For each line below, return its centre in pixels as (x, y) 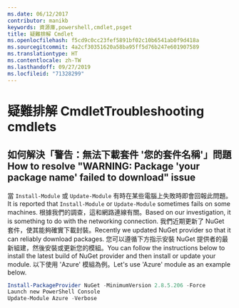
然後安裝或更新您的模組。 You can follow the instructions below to (128, 247)
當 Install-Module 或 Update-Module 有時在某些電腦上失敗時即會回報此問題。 (120, 195)
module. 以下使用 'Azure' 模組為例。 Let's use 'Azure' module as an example (119, 264)
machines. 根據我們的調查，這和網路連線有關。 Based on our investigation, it (119, 212)
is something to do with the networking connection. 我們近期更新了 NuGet (116, 221)
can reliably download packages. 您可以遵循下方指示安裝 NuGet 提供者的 (115, 239)
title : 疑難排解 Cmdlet (40, 34)
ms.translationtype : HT (43, 54)
